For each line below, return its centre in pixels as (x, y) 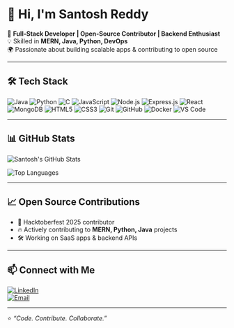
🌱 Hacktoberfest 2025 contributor (66, 222)
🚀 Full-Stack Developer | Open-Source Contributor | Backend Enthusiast (114, 34)
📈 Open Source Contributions (74, 202)
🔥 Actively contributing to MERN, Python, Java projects (97, 229)
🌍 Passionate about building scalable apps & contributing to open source (112, 49)
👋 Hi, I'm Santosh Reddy (78, 14)
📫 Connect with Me (51, 270)
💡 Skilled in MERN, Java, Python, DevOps (68, 41)
